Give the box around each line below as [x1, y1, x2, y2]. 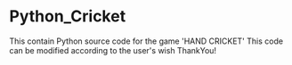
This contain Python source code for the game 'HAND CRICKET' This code [9, 36, 283, 46]
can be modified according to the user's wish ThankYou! [9, 45, 216, 55]
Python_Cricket [9, 6, 126, 27]
